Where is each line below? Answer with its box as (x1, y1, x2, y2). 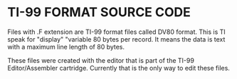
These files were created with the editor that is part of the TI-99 (7, 56, 194, 64)
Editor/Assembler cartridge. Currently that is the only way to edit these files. (7, 63, 230, 72)
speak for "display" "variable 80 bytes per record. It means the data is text (7, 35, 226, 43)
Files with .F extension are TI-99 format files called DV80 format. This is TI (7, 28, 226, 36)
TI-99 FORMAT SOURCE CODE (7, 4, 191, 20)
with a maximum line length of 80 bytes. (7, 42, 125, 51)
